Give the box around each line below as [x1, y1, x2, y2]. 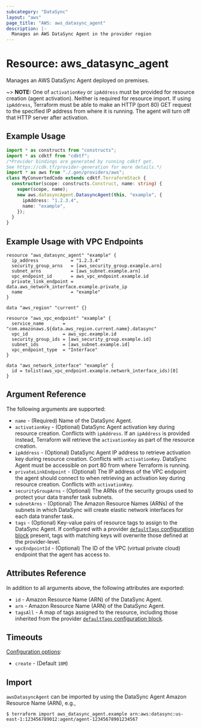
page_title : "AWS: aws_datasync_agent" [6, 20, 106, 26]
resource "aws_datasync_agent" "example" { [6, 252, 117, 258]
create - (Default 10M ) [14, 660, 68, 667]
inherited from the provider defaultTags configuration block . [14, 615, 164, 622]
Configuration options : [6, 648, 62, 655]
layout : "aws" [6, 14, 42, 20]
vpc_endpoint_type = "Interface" [11, 346, 98, 353]
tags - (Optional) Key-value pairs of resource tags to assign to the [14, 519, 178, 526]
